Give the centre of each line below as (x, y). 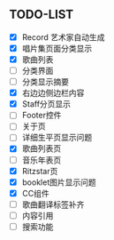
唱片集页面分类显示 (57, 48)
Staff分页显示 (46, 104)
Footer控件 (42, 116)
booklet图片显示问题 (59, 182)
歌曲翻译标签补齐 (53, 204)
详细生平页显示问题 (57, 138)
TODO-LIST (42, 15)
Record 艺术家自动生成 (63, 37)
